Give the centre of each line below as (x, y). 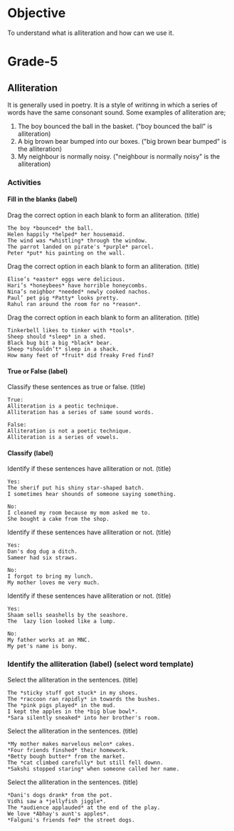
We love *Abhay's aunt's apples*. (59, 814)
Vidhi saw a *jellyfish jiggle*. (57, 801)
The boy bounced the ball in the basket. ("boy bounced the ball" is (115, 126)
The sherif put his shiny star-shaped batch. (76, 488)
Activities (24, 182)
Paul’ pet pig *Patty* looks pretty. (63, 298)
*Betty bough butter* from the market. (67, 756)
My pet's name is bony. (43, 646)
